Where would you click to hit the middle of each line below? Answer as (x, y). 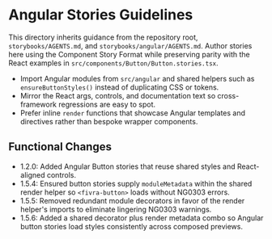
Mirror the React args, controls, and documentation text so (118, 95)
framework (38, 104)
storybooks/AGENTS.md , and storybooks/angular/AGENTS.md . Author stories (130, 45)
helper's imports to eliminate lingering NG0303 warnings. (116, 209)
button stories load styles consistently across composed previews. (131, 226)
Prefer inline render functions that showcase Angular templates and (132, 113)
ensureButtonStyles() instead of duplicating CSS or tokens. (119, 87)
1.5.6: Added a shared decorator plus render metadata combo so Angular (142, 218)
